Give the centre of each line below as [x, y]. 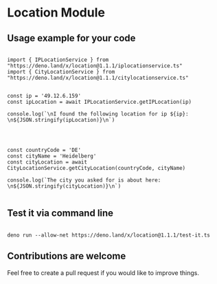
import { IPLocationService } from [58, 60]
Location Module [56, 13]
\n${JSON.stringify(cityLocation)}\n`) [64, 186]
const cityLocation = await [47, 162]
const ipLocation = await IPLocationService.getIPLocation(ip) [100, 102]
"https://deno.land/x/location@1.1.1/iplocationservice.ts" [95, 66]
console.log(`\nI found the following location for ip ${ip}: [98, 114]
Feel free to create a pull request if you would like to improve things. [103, 272]
